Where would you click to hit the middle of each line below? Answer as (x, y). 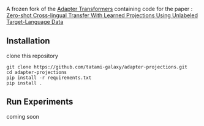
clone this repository (32, 56)
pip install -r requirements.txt (49, 78)
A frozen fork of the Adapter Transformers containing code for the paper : (100, 9)
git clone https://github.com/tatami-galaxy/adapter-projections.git (97, 67)
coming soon (23, 116)
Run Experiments (40, 102)
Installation (28, 41)
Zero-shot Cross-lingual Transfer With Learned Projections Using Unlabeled (102, 15)
